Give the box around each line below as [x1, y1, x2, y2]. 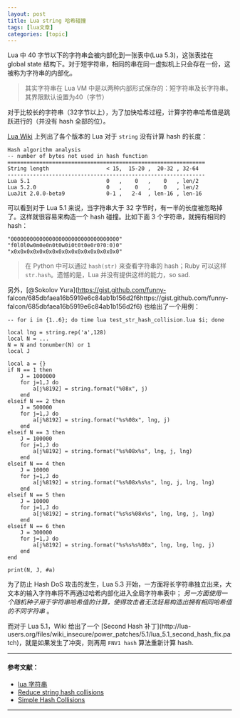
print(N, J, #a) [7, 567, 56, 574]
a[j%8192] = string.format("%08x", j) [33, 385, 148, 393]
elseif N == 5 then [7, 492, 66, 499]
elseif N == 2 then [7, 398, 66, 405]
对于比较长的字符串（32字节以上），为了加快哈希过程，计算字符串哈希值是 [7, 108, 224, 116]
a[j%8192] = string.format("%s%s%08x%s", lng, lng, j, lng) [33, 510, 215, 518]
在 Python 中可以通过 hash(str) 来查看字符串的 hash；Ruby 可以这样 [24, 261, 226, 270]
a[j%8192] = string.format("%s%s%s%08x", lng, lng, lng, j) [33, 542, 215, 549]
